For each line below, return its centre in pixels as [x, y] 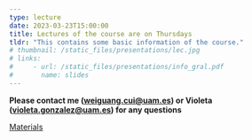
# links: [25, 58]
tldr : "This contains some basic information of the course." [126, 42]
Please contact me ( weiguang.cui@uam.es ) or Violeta [111, 100]
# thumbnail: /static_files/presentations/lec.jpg [105, 51]
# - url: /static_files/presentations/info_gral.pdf [117, 67]
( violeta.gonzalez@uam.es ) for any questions [95, 109]
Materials [26, 127]
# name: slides [49, 75]
